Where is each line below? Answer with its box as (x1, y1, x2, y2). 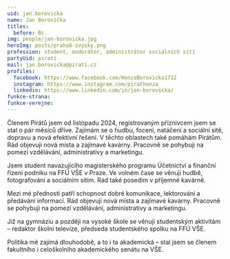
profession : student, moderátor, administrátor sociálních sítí (7, 49, 196, 56)
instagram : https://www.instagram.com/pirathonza (13, 81, 158, 87)
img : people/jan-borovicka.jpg (7, 36, 97, 43)
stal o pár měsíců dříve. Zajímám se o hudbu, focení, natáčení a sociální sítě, (7, 125, 224, 134)
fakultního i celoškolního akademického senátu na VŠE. (7, 245, 164, 253)
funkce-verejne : (7, 100, 54, 107)
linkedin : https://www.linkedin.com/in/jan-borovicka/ (13, 87, 174, 94)
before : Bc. (13, 29, 48, 37)
